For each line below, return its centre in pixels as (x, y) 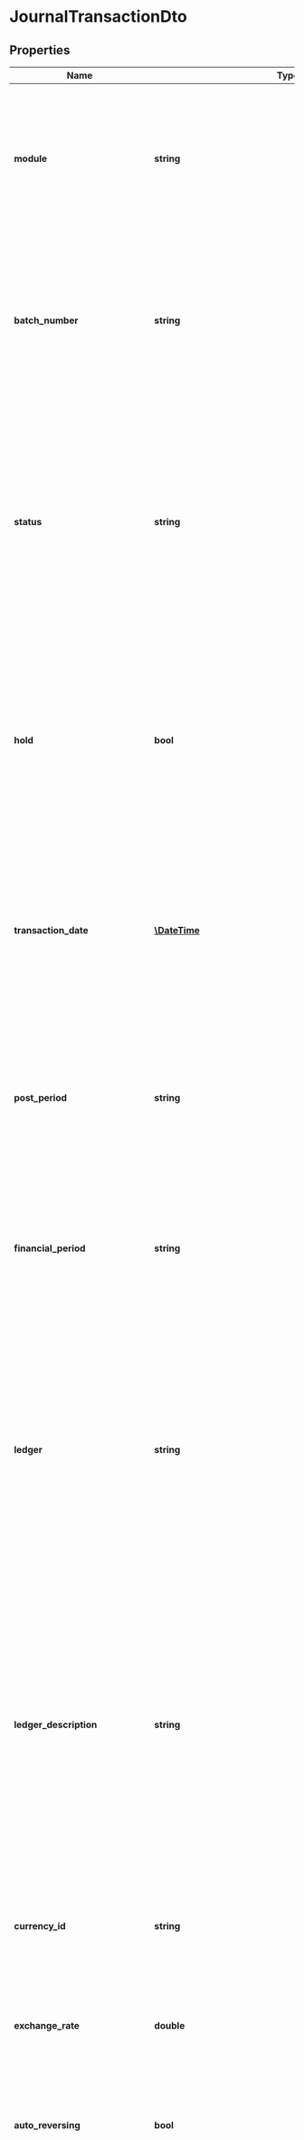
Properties (40, 50)
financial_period (50, 1248)
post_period (41, 1098)
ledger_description (56, 1724)
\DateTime (177, 930)
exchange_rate (47, 2025)
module (31, 158)
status (28, 522)
